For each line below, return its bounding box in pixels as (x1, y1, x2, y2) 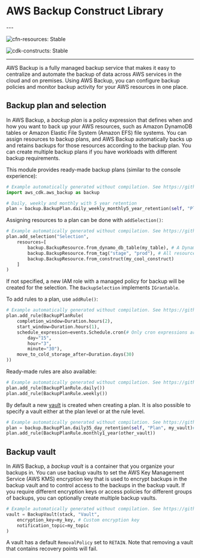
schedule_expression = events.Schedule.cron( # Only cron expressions (17, 329, 187, 335)
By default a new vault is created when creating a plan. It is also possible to (6, 401, 191, 408)
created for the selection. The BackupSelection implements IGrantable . (6, 284, 180, 291)
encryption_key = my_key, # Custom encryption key (17, 517, 140, 523)
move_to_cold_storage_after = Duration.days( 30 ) (17, 352, 135, 357)
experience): (6, 172, 37, 180)
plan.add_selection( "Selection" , (6, 234, 89, 240)
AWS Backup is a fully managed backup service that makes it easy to (6, 64, 176, 71)
